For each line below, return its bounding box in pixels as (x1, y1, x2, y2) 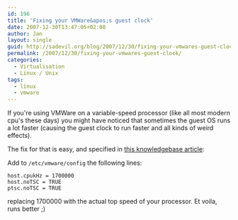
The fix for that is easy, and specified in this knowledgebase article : (7, 145, 205, 154)
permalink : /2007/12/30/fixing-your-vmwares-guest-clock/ (7, 50, 182, 57)
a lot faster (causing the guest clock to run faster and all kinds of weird (7, 124, 214, 132)
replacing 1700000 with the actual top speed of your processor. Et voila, (7, 197, 217, 206)
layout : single (7, 37, 52, 44)
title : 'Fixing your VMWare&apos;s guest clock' (7, 17, 154, 24)
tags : (7, 76, 23, 83)
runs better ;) (7, 204, 46, 213)
